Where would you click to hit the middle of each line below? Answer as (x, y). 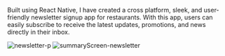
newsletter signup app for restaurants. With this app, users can (122, 17)
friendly (19, 17)
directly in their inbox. (39, 32)
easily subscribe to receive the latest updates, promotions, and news (107, 25)
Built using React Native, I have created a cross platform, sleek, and (105, 10)
